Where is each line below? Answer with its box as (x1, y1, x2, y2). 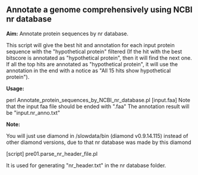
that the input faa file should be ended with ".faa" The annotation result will (6, 103, 190, 110)
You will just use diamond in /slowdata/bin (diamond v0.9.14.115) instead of (6, 132, 188, 139)
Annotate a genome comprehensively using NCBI (6, 5, 193, 15)
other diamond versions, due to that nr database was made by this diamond (6, 139, 191, 146)
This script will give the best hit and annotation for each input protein (6, 41, 175, 48)
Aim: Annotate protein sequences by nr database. (6, 30, 129, 37)
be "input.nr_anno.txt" (6, 109, 61, 116)
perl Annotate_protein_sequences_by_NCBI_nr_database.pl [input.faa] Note (6, 96, 190, 103)
